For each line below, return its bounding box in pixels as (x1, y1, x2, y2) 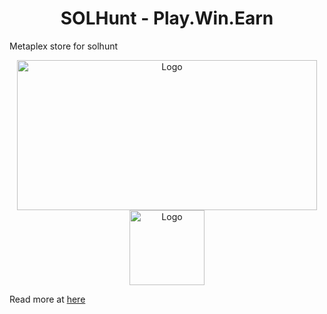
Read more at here (9, 293, 86, 305)
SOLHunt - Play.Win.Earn (60, 7, 274, 30)
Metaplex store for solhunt (9, 40, 119, 52)
